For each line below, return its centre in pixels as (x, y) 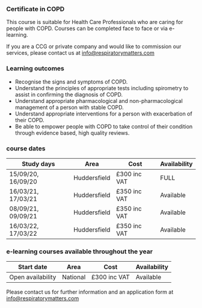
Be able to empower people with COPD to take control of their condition (104, 126)
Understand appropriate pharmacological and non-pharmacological (99, 100)
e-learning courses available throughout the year (80, 251)
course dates (26, 148)
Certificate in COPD (35, 9)
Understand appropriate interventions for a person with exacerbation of (103, 114)
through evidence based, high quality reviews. (72, 133)
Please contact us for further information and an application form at (90, 292)
